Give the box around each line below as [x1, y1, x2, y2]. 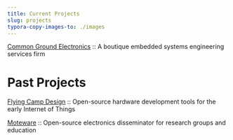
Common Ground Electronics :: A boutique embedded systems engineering [7, 43, 225, 51]
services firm [7, 50, 46, 58]
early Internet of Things [7, 105, 76, 113]
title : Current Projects [7, 10, 80, 17]
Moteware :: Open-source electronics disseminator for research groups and [7, 118, 226, 127]
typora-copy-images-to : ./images [7, 23, 105, 30]
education [7, 126, 36, 134]
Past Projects [7, 74, 86, 90]
